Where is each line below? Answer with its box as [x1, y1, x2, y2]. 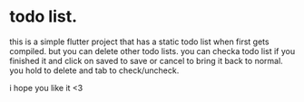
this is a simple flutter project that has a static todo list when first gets [9, 36, 270, 47]
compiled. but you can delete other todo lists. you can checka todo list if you [9, 45, 296, 56]
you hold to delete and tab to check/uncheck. [9, 65, 180, 76]
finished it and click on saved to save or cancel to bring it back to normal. [9, 55, 283, 66]
